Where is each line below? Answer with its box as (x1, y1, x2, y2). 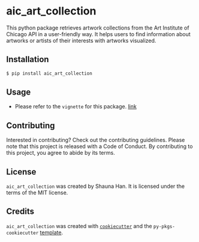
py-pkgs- (153, 223, 176, 229)
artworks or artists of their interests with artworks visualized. (6, 37, 156, 44)
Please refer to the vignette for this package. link (14, 103, 137, 110)
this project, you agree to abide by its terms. (6, 149, 115, 157)
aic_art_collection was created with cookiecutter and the (6, 222, 152, 229)
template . (40, 229, 64, 236)
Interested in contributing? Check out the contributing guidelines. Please (6, 137, 185, 144)
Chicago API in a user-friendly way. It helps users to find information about (6, 30, 191, 37)
